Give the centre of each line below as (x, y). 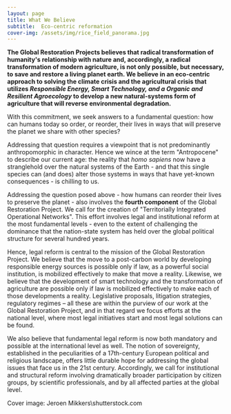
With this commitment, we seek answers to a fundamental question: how (110, 117)
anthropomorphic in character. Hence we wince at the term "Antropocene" (113, 152)
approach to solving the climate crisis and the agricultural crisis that (107, 82)
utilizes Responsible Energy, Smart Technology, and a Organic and (105, 89)
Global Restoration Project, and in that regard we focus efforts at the (104, 311)
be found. (21, 325)
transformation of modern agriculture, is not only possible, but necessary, (115, 67)
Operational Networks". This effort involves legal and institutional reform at (113, 217)
